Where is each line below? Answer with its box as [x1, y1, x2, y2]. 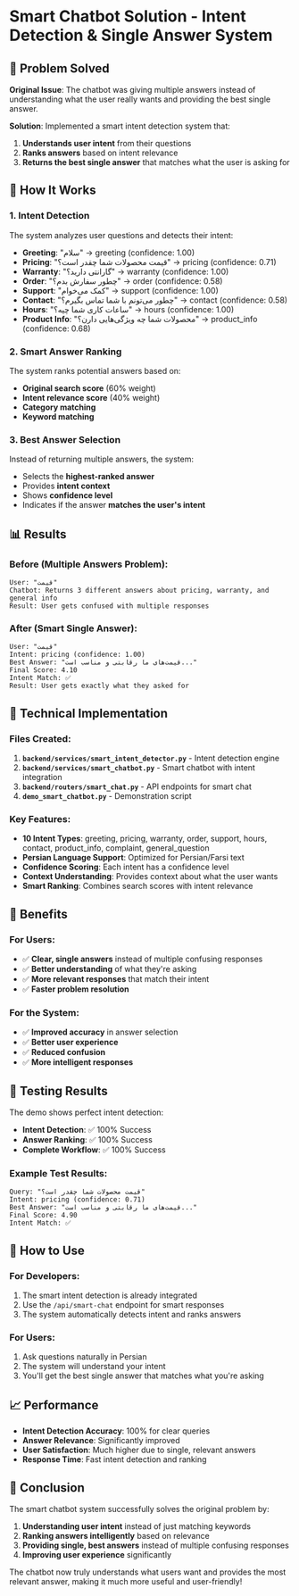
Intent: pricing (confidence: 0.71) [9, 1195, 145, 1204]
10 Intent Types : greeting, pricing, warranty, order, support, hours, [21, 833, 268, 844]
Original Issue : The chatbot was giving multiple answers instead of [9, 85, 256, 95]
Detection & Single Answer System [9, 25, 273, 46]
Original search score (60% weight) [21, 382, 156, 394]
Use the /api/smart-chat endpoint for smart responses [21, 1300, 225, 1310]
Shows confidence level [21, 490, 113, 501]
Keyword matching [21, 411, 95, 421]
